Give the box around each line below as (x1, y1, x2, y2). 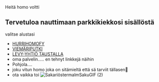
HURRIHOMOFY (12, 41, 45, 46)
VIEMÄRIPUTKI (12, 46, 43, 52)
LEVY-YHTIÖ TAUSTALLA (12, 51, 64, 57)
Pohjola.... (12, 61, 33, 67)
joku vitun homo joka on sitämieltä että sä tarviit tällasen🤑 (12, 66, 128, 72)
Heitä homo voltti (5, 4, 40, 10)
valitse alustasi (5, 31, 35, 37)
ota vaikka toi (12, 72, 40, 78)
